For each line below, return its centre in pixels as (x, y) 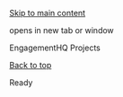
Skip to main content (48, 13)
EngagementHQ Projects (55, 48)
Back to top (31, 65)
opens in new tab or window (61, 30)
